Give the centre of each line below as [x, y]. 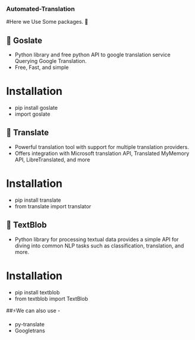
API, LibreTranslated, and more [52, 160]
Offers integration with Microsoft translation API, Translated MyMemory [102, 153]
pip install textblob [37, 292]
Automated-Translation [41, 9]
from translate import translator [53, 206]
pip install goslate [36, 108]
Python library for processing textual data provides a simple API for [97, 239]
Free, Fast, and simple [42, 68]
